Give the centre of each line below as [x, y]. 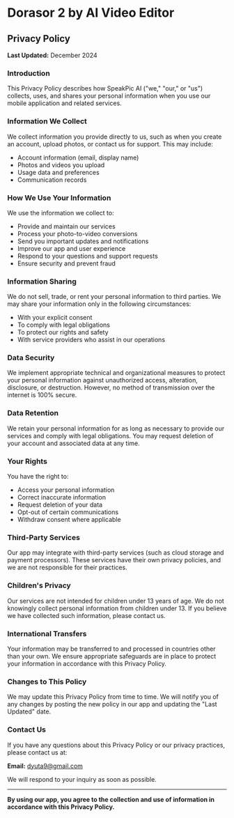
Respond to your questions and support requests [87, 256]
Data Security [31, 358]
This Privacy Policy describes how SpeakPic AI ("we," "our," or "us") [105, 88]
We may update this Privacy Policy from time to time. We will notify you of [113, 697]
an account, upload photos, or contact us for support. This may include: [110, 144]
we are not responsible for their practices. [67, 568]
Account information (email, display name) [78, 157]
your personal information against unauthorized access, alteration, [103, 380]
